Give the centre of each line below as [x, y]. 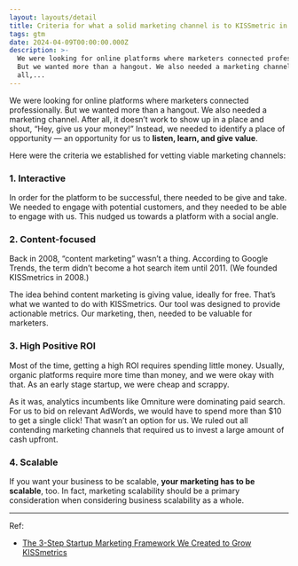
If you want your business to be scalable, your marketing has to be [132, 481]
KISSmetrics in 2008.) [49, 278]
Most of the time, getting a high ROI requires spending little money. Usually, [147, 366]
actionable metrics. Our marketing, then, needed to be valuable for [131, 314]
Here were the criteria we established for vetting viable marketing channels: [148, 155]
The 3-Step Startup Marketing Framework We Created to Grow [137, 543]
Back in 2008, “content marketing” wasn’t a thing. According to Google [139, 259]
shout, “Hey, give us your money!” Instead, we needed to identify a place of [147, 129]
